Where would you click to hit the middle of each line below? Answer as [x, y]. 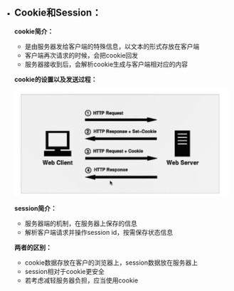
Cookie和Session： [58, 13]
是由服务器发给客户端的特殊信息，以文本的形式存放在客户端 [112, 46]
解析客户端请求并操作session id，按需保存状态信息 [99, 232]
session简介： [35, 208]
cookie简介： [34, 31]
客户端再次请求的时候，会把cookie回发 [81, 55]
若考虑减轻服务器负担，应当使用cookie [81, 280]
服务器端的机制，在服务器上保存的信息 [81, 223]
